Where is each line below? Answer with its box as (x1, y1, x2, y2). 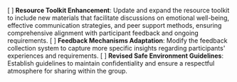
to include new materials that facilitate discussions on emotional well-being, (7, 14, 230, 22)
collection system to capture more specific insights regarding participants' (7, 44, 226, 52)
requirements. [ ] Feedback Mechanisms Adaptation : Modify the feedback (7, 36, 228, 45)
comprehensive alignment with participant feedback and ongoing (7, 29, 199, 37)
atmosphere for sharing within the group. (7, 67, 128, 75)
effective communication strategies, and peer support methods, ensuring (7, 21, 222, 29)
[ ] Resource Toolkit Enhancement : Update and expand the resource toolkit (7, 6, 230, 14)
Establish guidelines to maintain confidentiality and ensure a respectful (7, 59, 215, 67)
